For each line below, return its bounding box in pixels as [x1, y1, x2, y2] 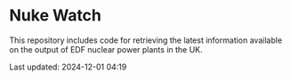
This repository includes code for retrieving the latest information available [9, 35, 283, 45]
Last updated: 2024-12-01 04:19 [9, 61, 127, 72]
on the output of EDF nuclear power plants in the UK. [9, 44, 203, 54]
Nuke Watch [9, 5, 102, 26]
